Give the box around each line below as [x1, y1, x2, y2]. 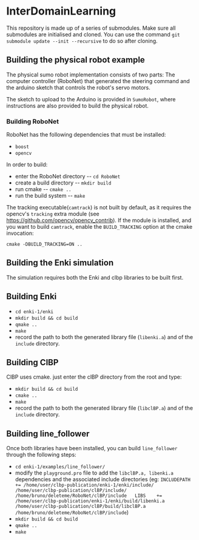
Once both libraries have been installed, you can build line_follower [6, 445, 178, 452]
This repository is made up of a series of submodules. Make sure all [6, 24, 176, 32]
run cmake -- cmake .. [15, 186, 72, 193]
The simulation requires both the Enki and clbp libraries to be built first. [6, 274, 184, 281]
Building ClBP [6, 357, 59, 368]
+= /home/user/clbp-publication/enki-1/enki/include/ [15, 482, 154, 488]
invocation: [6, 229, 35, 237]
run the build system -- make [15, 192, 86, 200]
